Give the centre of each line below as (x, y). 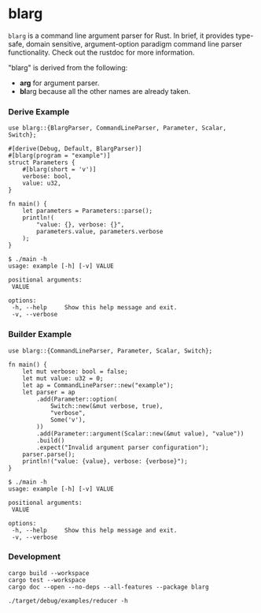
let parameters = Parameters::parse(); (88, 211)
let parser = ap (49, 392)
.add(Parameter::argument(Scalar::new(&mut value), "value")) (140, 434)
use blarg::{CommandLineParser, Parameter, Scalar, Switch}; (110, 351)
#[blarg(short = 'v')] (59, 170)
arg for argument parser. (59, 83)
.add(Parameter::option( (77, 399)
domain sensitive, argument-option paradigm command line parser (134, 43)
